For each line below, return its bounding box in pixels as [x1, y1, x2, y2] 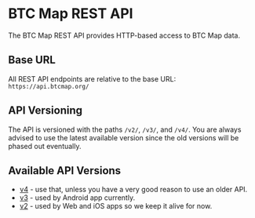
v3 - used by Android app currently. [19, 193, 136, 202]
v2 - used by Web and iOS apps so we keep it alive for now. [19, 202, 213, 211]
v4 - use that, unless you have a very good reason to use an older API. [19, 185, 248, 194]
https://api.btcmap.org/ [8, 82, 89, 90]
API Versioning [8, 104, 83, 118]
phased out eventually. [8, 141, 82, 151]
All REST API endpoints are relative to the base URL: [8, 74, 177, 83]
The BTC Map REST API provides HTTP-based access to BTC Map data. [8, 31, 241, 40]
